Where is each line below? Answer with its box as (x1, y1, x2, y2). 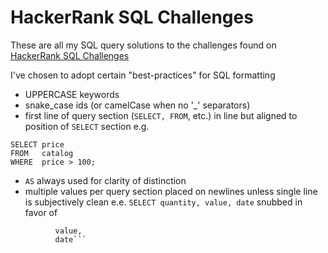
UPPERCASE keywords (24, 88, 120, 100)
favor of (24, 206, 58, 218)
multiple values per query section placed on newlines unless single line (24, 185, 318, 197)
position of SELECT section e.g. (24, 120, 150, 132)
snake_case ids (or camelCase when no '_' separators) (24, 99, 251, 111)
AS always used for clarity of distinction (24, 174, 187, 186)
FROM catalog (10, 148, 74, 158)
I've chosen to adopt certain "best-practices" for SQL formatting (10, 69, 276, 81)
